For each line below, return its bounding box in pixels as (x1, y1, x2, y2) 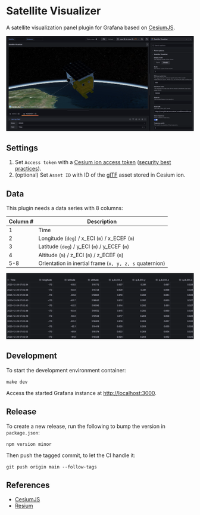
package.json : (6, 428, 40, 436)
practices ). (14, 165, 42, 172)
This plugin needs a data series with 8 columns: (6, 205, 123, 211)
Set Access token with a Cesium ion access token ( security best (14, 159, 171, 166)
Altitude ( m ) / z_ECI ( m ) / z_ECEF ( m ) (38, 251, 124, 258)
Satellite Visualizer (6, 4, 101, 18)
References (6, 480, 50, 490)
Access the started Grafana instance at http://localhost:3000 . (6, 389, 157, 396)
